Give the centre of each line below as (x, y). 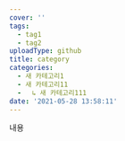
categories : (31, 68)
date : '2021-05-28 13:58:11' (63, 101)
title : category (39, 59)
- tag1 (29, 34)
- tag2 (29, 43)
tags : (19, 26)
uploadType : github (46, 51)
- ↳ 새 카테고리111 (52, 93)
